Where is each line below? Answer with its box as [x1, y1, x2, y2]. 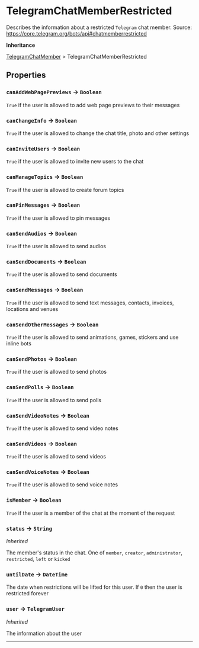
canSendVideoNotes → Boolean [6, 411, 90, 419]
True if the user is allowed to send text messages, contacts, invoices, [6, 299, 174, 306]
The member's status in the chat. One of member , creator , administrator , [6, 549, 182, 556]
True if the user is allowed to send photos [6, 368, 107, 376]
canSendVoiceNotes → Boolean [6, 468, 90, 476]
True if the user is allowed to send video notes [6, 425, 118, 432]
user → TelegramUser [6, 605, 65, 613]
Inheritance [6, 41, 36, 49]
